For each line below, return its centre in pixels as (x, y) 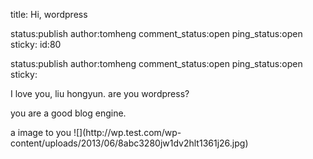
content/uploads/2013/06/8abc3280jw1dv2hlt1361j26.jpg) (129, 143)
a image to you (41, 132)
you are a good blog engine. (68, 113)
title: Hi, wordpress (49, 14)
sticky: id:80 (36, 44)
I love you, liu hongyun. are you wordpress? (100, 93)
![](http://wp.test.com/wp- (127, 132)
